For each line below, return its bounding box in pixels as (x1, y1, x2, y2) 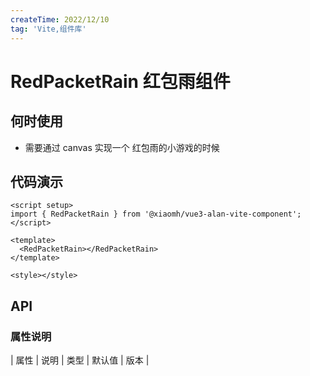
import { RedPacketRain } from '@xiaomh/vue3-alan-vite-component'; (10, 209, 302, 220)
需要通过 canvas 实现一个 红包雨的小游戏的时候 (24, 141, 220, 153)
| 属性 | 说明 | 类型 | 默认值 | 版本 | (10, 354, 150, 366)
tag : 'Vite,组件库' (10, 24, 87, 34)
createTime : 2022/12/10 (10, 14, 110, 25)
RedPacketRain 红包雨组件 (10, 70, 231, 93)
